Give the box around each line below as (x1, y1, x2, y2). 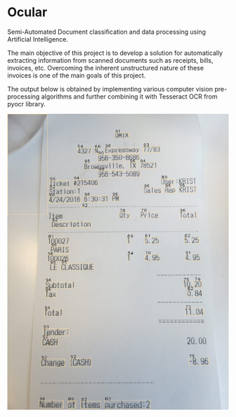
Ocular (7, 4, 48, 20)
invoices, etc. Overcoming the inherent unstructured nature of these (7, 63, 204, 72)
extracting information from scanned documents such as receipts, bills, (7, 56, 214, 64)
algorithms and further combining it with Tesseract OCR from (41, 92, 218, 101)
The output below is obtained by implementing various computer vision (7, 85, 214, 93)
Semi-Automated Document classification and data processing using (7, 27, 206, 36)
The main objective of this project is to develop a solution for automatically (7, 49, 223, 57)
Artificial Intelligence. (7, 35, 69, 43)
